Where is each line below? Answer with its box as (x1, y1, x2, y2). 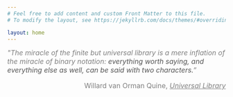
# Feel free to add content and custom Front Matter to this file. (7, 10, 207, 17)
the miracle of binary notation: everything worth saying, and (7, 57, 205, 67)
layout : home (7, 29, 45, 36)
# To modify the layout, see (7, 17, 92, 24)
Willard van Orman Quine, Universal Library (84, 81, 226, 91)
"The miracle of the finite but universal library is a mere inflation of (7, 48, 225, 58)
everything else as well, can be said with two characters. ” (7, 65, 197, 75)
